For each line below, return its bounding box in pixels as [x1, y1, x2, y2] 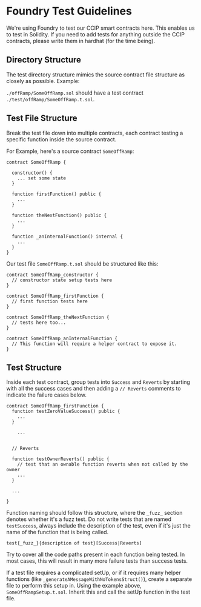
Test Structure [6, 362, 62, 372]
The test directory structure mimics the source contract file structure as [6, 71, 185, 78]
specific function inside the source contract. [6, 135, 117, 143]
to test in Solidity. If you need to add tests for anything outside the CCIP [6, 30, 185, 38]
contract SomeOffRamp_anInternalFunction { [6, 335, 118, 341]
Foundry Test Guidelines [6, 4, 132, 18]
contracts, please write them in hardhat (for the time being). [6, 37, 156, 44]
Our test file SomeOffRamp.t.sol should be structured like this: [6, 260, 159, 267]
